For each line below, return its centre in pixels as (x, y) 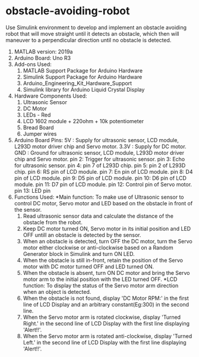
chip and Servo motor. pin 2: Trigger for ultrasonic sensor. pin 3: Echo (99, 159)
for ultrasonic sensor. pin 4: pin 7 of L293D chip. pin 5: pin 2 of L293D (100, 165)
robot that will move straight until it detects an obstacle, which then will (92, 33)
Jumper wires (40, 134)
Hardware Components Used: (50, 96)
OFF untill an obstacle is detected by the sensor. (82, 235)
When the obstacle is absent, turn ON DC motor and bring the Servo (106, 273)
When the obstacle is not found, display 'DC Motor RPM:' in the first (106, 298)
